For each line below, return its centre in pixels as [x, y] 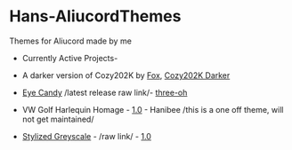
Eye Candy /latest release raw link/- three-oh [105, 92]
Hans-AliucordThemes [95, 16]
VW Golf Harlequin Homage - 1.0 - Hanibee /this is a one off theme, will [153, 109]
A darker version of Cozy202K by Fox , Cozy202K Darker [126, 75]
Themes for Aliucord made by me [70, 41]
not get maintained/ [58, 119]
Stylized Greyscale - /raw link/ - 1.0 [86, 136]
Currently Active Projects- [70, 58]
